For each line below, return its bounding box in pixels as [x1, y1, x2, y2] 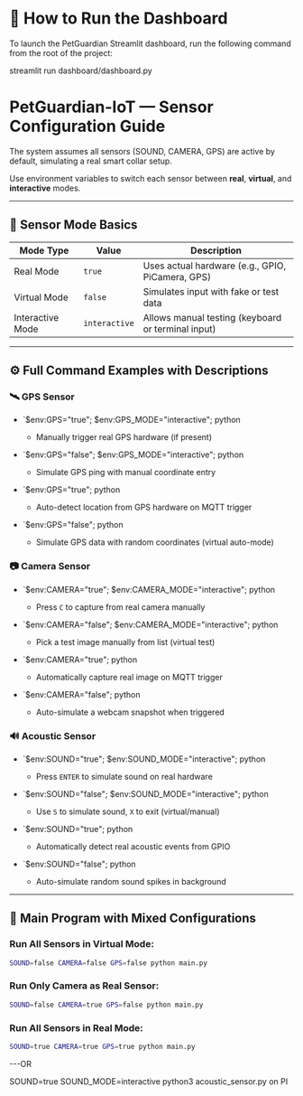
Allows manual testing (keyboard [142, 311, 282, 323]
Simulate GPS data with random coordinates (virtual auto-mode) [35, 537, 275, 548]
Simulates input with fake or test [142, 285, 280, 297]
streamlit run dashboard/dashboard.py [9, 65, 153, 76]
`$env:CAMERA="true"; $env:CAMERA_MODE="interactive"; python [22, 584, 276, 595]
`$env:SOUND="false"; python [22, 858, 137, 869]
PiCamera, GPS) [142, 270, 212, 283]
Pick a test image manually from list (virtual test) [35, 636, 216, 647]
